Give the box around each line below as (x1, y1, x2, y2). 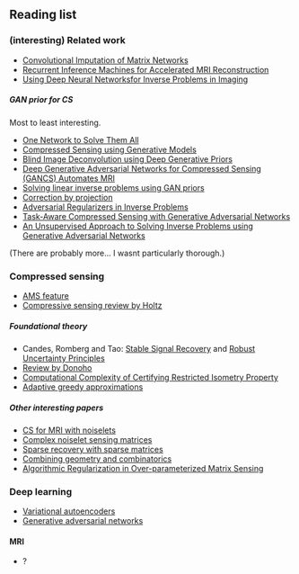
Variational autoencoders (22, 506, 116, 516)
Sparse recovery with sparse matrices (22, 444, 163, 454)
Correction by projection (22, 192, 113, 202)
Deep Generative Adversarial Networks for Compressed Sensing (22, 163, 262, 174)
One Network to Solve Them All (22, 134, 139, 145)
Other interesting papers (9, 402, 104, 413)
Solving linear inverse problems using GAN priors (22, 182, 205, 193)
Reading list (9, 7, 77, 22)
